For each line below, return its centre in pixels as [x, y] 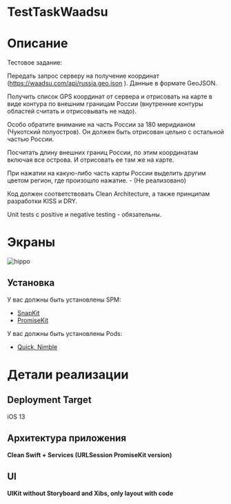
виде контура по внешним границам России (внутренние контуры [105, 104]
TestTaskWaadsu [58, 12]
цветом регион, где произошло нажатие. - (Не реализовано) [97, 180]
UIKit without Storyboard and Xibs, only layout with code [90, 493]
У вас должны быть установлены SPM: [64, 300]
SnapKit [28, 313]
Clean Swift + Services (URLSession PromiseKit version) [90, 454]
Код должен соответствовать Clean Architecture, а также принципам [109, 194]
